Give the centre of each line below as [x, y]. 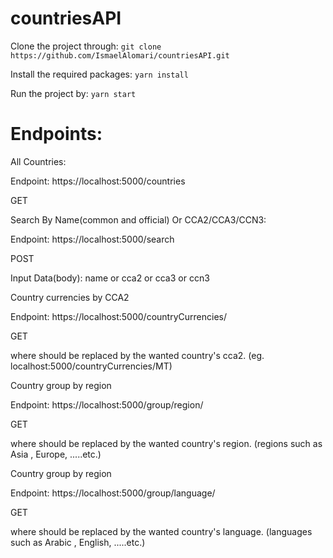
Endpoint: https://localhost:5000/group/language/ [113, 493]
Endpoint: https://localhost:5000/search [92, 239]
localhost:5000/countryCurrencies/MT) [91, 366]
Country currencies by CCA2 [70, 297]
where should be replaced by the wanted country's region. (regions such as [166, 443]
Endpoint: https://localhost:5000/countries [98, 181]
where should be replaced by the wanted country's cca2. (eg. [137, 355]
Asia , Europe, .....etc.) [56, 454]
